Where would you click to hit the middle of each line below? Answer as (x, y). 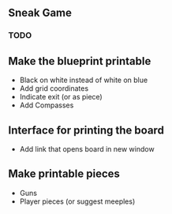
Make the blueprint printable (80, 61)
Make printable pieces (64, 174)
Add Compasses (47, 105)
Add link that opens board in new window (87, 148)
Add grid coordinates (54, 88)
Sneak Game (40, 13)
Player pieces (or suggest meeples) (77, 201)
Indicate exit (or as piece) (61, 97)
